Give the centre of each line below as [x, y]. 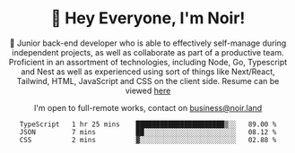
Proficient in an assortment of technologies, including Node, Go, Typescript [148, 62]
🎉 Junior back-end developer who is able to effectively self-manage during [148, 43]
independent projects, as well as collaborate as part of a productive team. [148, 52]
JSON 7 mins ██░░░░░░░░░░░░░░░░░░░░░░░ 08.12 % [148, 132]
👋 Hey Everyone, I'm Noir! [148, 18]
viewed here [148, 90]
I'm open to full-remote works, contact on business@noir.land [148, 107]
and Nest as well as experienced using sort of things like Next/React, [148, 72]
